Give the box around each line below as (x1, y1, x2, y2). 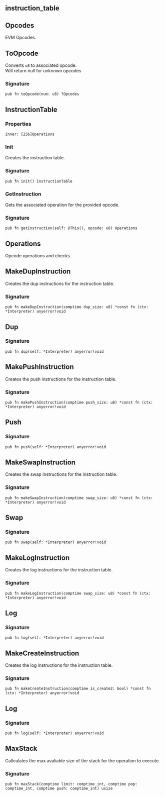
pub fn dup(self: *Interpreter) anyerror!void (5, 349, 104, 354)
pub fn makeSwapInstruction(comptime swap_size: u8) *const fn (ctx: (5, 495, 153, 501)
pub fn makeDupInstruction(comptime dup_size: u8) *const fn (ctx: (5, 305, 149, 310)
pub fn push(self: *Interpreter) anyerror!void (5, 444, 106, 449)
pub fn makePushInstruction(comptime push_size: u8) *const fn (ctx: (5, 400, 153, 405)
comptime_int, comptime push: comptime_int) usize (5, 786, 113, 791)
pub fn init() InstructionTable (5, 178, 72, 184)
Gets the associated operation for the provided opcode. (5, 202, 120, 208)
